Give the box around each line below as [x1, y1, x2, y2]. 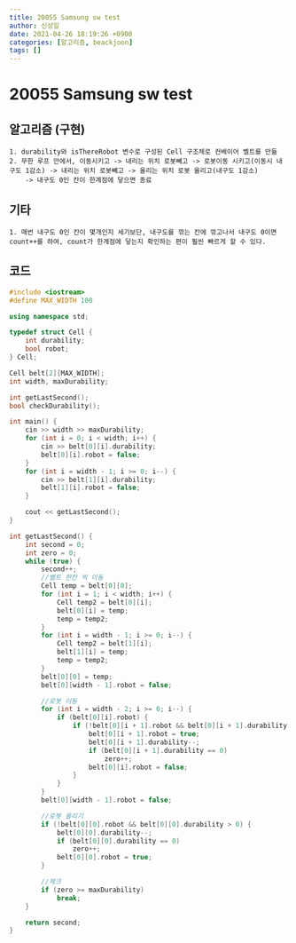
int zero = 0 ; [25, 548, 77, 558]
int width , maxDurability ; [9, 376, 109, 386]
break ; [56, 893, 82, 902]
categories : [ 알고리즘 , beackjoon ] [9, 37, 133, 47]
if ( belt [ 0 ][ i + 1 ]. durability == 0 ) [88, 746, 228, 755]
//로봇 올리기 [41, 812, 84, 820]
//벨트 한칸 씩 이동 [41, 574, 104, 582]
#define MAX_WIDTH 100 [9, 296, 93, 305]
